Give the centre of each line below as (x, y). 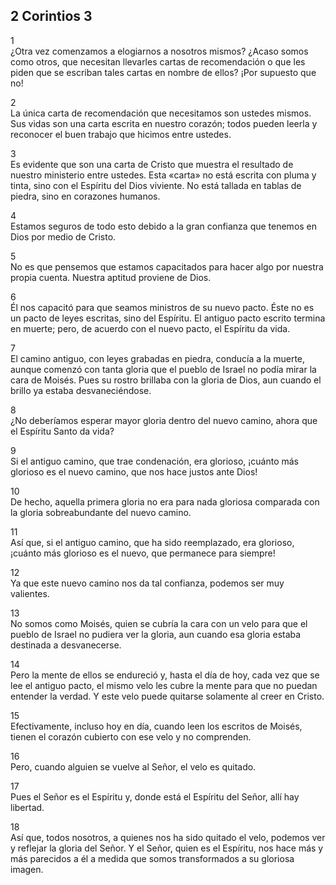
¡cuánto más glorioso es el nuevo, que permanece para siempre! (143, 553)
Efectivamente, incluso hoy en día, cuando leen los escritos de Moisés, (156, 726)
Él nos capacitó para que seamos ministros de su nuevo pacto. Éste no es (162, 307)
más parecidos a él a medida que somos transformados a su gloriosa (152, 858)
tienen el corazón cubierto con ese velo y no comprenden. (131, 736)
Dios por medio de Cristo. (63, 236)
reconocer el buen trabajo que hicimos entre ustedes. (121, 134)
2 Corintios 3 (51, 16)
